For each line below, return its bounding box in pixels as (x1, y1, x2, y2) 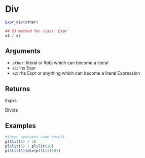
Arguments (5, 47, 41, 55)
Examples (5, 122, 36, 130)
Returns (5, 85, 31, 93)
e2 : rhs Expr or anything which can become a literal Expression (12, 70, 141, 76)
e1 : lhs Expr (12, 65, 36, 71)
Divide (5, 107, 18, 113)
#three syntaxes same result (5, 134, 65, 139)
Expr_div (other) (5, 20, 38, 25)
